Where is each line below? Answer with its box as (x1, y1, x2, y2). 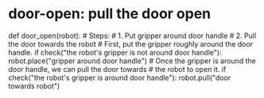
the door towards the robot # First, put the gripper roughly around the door (8, 39, 253, 48)
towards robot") (8, 81, 60, 91)
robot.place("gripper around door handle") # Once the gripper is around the (8, 56, 256, 66)
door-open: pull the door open (8, 5, 212, 23)
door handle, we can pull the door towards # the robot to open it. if (8, 64, 227, 73)
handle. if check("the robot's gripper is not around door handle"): (8, 47, 222, 57)
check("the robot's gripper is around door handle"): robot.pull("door (8, 73, 231, 82)
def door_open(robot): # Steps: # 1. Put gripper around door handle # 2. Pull (8, 31, 257, 40)
